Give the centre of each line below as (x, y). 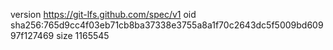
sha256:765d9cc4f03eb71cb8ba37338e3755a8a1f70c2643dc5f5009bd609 (167, 25)
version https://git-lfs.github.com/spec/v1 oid (103, 14)
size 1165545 (83, 35)
